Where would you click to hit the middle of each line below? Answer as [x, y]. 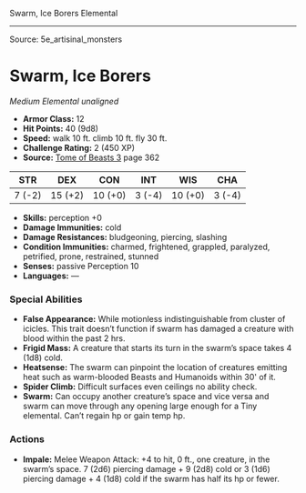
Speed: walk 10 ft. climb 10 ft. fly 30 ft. [95, 138]
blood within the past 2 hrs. [74, 338]
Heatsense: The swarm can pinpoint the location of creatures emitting [155, 367]
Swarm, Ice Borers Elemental [64, 13]
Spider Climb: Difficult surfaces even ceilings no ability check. [140, 387]
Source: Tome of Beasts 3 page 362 [91, 157]
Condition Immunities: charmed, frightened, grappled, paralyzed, [146, 246]
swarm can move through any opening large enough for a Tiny [140, 406]
